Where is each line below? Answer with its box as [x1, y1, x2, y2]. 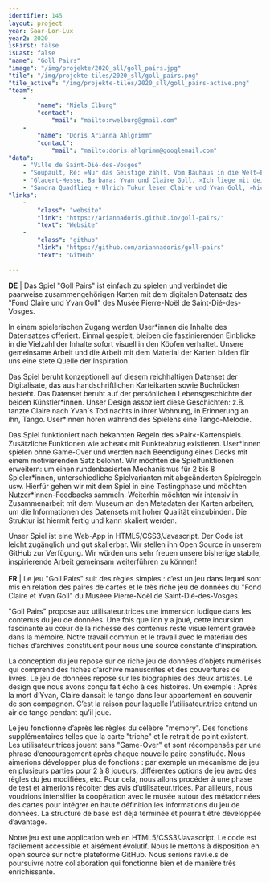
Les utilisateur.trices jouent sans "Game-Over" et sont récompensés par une [8, 740, 262, 750]
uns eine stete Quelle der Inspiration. [8, 355, 130, 366]
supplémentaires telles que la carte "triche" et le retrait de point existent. [8, 731, 249, 741]
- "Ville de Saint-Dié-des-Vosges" [22, 162, 142, 170]
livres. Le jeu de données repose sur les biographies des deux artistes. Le [8, 673, 253, 683]
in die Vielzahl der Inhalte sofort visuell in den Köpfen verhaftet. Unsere [8, 339, 244, 348]
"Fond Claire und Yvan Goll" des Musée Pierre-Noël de [8, 298, 190, 307]
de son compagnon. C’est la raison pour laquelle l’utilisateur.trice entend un [8, 699, 258, 708]
